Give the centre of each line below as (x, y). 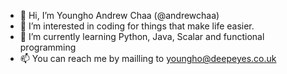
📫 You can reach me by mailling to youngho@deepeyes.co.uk (148, 58)
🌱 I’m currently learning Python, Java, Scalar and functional (142, 36)
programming (48, 47)
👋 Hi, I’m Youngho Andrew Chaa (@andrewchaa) (119, 15)
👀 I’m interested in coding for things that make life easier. (137, 26)
